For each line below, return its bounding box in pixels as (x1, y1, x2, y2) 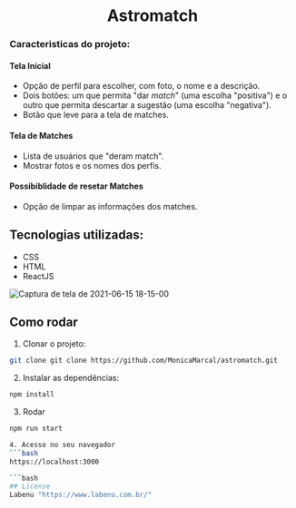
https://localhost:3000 (9, 457, 100, 466)
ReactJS (22, 270, 54, 281)
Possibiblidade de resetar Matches (9, 181, 143, 191)
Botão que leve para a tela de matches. (22, 110, 170, 121)
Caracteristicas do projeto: (9, 38, 131, 51)
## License (9, 482, 51, 491)
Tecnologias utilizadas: (9, 228, 143, 243)
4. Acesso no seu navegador (9, 440, 116, 449)
